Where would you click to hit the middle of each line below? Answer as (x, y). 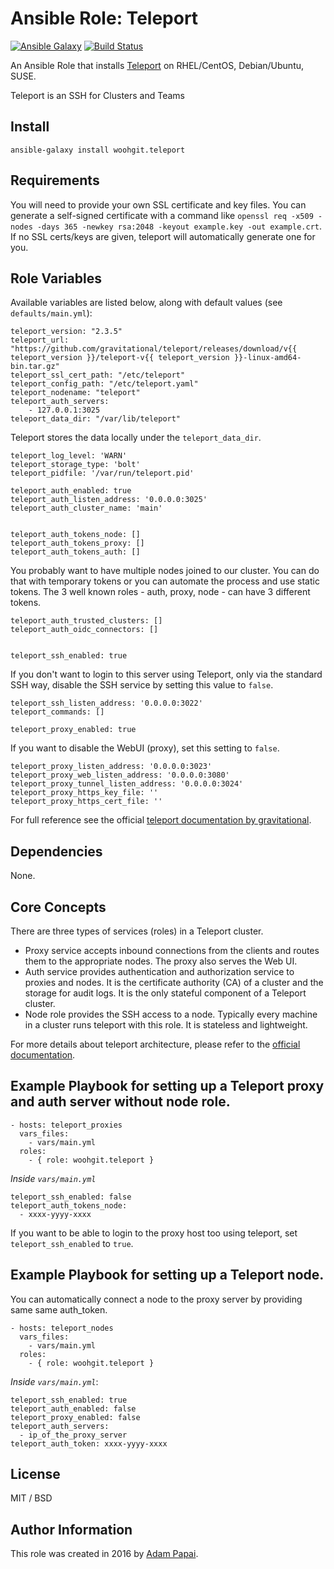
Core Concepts (58, 907)
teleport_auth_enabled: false (73, 1408)
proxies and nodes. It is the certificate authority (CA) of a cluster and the (174, 982)
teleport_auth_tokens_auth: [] (75, 552)
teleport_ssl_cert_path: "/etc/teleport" (98, 375)
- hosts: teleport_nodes (62, 1328)
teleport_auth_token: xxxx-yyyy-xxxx (89, 1443)
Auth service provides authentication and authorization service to (159, 971)
